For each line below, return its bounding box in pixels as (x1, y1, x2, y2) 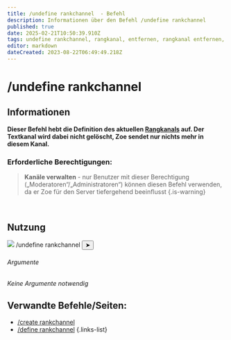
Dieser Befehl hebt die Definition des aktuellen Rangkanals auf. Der (7, 124, 205, 133)
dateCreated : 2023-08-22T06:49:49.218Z (7, 49, 123, 56)
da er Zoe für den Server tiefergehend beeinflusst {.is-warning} (24, 188, 206, 196)
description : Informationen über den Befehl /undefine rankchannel (7, 17, 207, 24)
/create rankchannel (17, 318, 75, 326)
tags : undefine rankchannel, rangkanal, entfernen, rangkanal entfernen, (7, 36, 225, 43)
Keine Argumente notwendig (7, 280, 89, 288)
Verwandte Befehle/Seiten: (7, 300, 127, 311)
